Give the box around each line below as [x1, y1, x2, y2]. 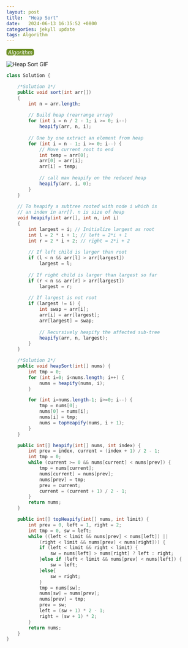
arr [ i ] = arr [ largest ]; [39, 312, 100, 318]
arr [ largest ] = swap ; [39, 318, 95, 324]
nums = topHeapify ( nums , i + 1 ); [39, 420, 124, 426]
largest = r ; [39, 283, 72, 289]
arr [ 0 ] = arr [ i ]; [39, 158, 84, 164]
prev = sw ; [39, 602, 67, 608]
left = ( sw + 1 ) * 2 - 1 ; [39, 607, 105, 614]
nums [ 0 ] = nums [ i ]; [39, 408, 89, 415]
